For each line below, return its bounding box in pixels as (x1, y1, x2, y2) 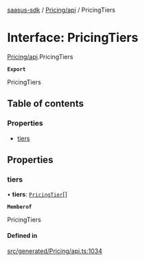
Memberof (7, 204, 32, 210)
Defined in (7, 231, 38, 239)
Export (7, 65, 26, 73)
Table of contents (7, 98, 84, 109)
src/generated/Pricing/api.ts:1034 (7, 247, 102, 255)
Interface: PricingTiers (7, 30, 139, 45)
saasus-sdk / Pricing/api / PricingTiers (7, 6, 115, 14)
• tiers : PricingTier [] (7, 190, 67, 199)
